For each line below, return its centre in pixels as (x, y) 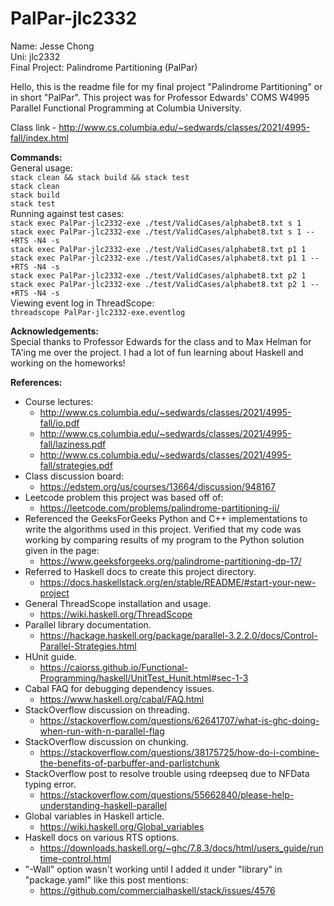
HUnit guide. (50, 656)
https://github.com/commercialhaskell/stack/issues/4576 (157, 890)
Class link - (33, 127)
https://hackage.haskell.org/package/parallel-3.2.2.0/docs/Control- (178, 635)
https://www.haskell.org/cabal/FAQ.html (122, 699)
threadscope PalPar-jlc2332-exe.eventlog (98, 312)
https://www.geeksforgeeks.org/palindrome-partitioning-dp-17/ (170, 561)
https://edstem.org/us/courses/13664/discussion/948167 (157, 486)
